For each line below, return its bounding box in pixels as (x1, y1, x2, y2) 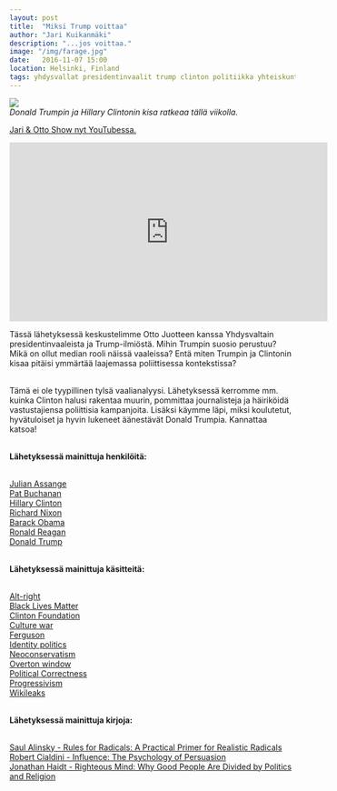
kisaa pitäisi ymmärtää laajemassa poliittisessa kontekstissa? (9, 357, 237, 368)
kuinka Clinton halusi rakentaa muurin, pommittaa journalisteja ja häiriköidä (9, 395, 289, 406)
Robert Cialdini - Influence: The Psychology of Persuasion (9, 751, 227, 762)
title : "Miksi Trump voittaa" (9, 22, 128, 31)
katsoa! (9, 424, 37, 435)
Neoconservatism (9, 648, 76, 659)
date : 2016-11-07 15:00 (9, 55, 107, 65)
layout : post (9, 13, 59, 23)
